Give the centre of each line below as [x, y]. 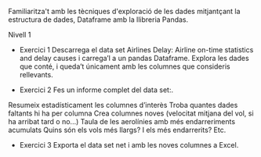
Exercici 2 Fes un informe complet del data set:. [96, 90]
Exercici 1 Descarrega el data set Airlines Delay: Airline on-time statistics [136, 50]
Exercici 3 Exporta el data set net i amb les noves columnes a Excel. [129, 145]
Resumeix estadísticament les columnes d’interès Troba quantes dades [123, 105]
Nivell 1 [20, 35]
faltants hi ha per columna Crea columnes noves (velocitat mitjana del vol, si [131, 113]
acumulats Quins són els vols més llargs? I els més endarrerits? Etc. [117, 130]
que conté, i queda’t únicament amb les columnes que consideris [125, 66]
